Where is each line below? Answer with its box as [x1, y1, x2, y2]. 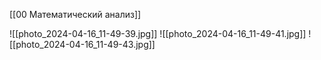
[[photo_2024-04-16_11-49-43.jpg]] [9, 39, 156, 50]
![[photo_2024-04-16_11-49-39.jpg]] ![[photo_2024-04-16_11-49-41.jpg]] [9, 28, 307, 39]
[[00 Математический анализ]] [9, 9, 142, 20]
